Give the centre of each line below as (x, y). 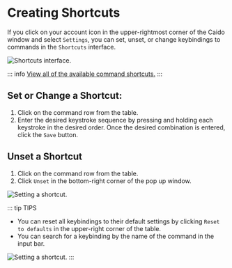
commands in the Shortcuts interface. (62, 47)
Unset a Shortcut (45, 157)
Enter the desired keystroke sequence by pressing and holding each (115, 120)
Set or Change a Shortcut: (65, 96)
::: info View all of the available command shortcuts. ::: (85, 74)
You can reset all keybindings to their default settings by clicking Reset (118, 221)
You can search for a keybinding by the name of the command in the (116, 236)
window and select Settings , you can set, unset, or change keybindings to (114, 39)
